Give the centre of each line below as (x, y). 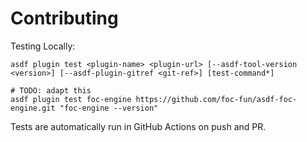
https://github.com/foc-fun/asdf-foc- (216, 99)
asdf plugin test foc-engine (71, 99)
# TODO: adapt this (51, 90)
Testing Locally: (43, 46)
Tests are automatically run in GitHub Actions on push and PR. (138, 126)
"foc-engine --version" (109, 108)
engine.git (33, 108)
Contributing (64, 18)
